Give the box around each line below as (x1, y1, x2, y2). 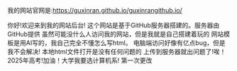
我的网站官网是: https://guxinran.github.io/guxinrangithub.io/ (7, 6, 182, 14)
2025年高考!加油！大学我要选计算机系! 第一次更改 (7, 56, 153, 65)
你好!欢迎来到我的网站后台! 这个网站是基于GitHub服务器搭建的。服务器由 (7, 21, 220, 30)
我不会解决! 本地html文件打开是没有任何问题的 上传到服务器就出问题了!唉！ (7, 48, 226, 56)
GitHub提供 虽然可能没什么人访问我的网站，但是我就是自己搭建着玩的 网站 (7, 30, 224, 38)
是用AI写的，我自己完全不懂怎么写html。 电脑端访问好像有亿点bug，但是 (13, 39, 226, 47)
